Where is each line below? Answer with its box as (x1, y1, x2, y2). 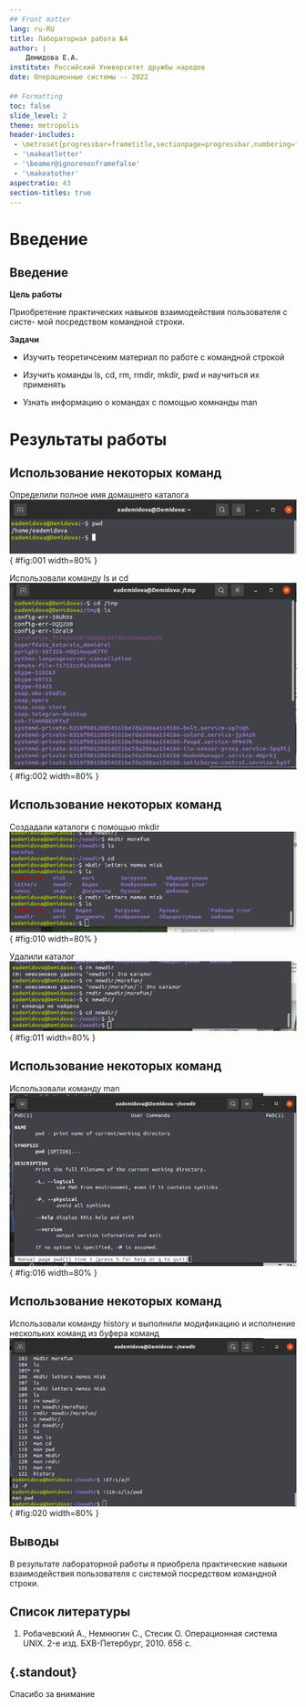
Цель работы (9, 289, 62, 300)
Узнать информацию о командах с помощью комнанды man (22, 397, 258, 408)
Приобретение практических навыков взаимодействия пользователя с (9, 307, 289, 318)
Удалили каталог (9, 951, 76, 963)
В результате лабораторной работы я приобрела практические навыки (9, 1558, 288, 1569)
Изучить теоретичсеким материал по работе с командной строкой (22, 352, 285, 363)
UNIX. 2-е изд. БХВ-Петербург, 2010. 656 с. (22, 1638, 192, 1649)
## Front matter (9, 15, 71, 24)
